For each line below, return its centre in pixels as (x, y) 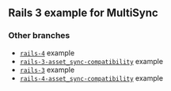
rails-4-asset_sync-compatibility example (91, 78)
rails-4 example (47, 53)
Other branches (39, 36)
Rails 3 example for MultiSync (83, 13)
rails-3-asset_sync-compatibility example (91, 61)
